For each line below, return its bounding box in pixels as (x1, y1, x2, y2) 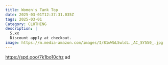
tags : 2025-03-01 (5, 17, 42, 22)
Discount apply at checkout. (10, 36, 72, 41)
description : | (5, 26, 38, 31)
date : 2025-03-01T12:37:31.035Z (5, 12, 74, 17)
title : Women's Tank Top (5, 7, 58, 13)
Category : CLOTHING (5, 21, 47, 27)
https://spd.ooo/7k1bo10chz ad (5, 54, 70, 60)
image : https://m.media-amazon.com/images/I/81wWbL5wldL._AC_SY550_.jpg (5, 40, 163, 45)
